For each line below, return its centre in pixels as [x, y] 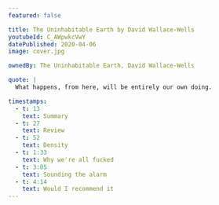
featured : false [35, 15]
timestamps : [27, 101]
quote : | [22, 80]
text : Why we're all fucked [68, 159]
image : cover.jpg [36, 52]
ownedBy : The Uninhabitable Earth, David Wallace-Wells [101, 66]
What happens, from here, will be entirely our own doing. [114, 87]
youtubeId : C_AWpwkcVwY [47, 37]
